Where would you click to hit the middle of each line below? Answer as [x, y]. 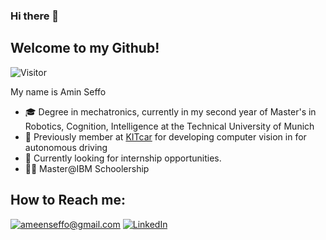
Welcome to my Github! [85, 48]
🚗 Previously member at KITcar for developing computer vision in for [165, 136]
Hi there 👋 [35, 16]
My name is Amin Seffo [58, 91]
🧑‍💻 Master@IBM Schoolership [87, 168]
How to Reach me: [68, 200]
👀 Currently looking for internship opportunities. [123, 158]
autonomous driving [66, 147]
